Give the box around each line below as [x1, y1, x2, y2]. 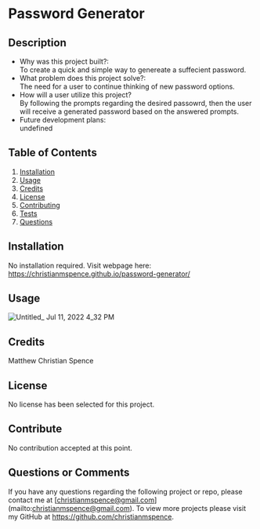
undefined [19, 123, 53, 133]
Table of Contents [8, 146, 98, 159]
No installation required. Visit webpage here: [8, 261, 152, 270]
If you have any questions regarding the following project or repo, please [8, 487, 243, 496]
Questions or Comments [8, 466, 130, 480]
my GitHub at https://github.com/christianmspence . [8, 512, 175, 521]
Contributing [19, 200, 60, 210]
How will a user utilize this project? [19, 90, 132, 99]
